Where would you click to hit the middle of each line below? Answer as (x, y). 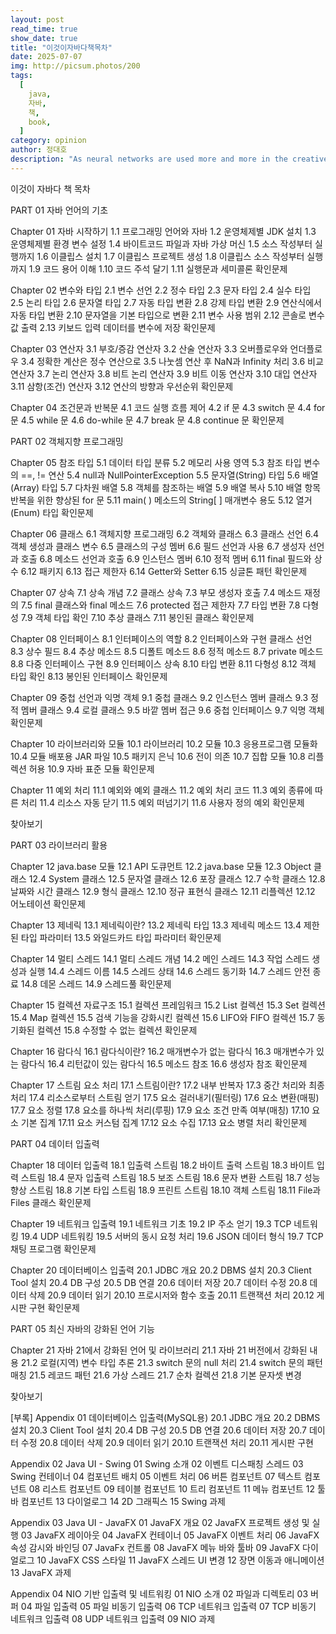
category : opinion (48, 141)
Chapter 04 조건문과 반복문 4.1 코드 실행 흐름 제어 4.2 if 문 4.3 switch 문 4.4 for (168, 407)
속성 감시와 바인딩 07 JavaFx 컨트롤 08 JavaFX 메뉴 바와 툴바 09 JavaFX (155, 1547)
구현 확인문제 (54, 1307)
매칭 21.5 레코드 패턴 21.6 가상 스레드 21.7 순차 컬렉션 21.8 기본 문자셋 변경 (156, 1375)
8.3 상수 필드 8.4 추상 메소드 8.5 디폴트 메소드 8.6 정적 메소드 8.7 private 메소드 (167, 651)
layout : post (37, 19)
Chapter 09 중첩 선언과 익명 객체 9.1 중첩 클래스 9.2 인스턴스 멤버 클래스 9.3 (159, 697)
